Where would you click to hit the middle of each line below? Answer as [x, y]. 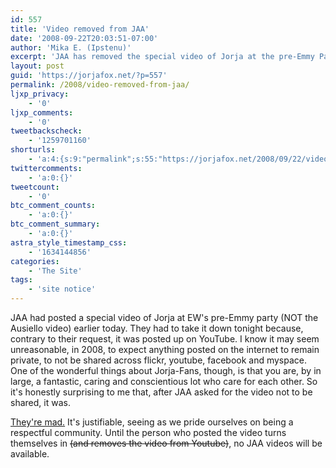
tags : [21, 280]
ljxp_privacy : [40, 94]
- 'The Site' [55, 271]
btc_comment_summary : [55, 224]
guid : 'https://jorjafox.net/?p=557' [89, 76]
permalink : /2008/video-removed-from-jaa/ [100, 85]
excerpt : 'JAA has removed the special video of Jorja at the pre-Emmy [162, 57]
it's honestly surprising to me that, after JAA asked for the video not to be [161, 392]
